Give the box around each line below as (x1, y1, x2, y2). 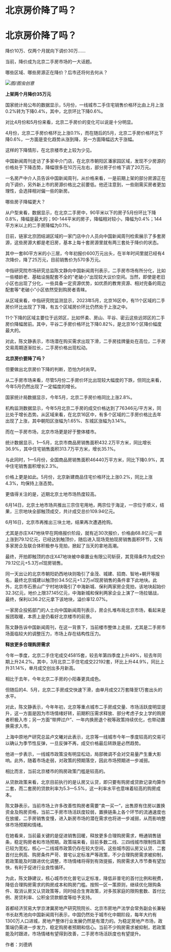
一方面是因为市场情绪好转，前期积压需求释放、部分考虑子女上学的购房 (18, 710, 166, 717)
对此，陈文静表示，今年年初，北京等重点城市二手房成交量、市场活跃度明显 (5, 704, 161, 710)
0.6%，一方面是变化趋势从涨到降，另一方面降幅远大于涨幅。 (9, 136, 137, 143)
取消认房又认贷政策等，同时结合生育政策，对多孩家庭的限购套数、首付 (14, 888, 161, 894)
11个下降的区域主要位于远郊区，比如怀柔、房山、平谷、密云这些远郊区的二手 (5, 314, 165, 321)
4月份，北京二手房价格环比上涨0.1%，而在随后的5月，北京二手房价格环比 (5, 130, 159, 136)
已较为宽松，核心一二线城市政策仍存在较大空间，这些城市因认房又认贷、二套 (5, 845, 166, 852)
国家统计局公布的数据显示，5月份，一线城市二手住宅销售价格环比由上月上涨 (5, 102, 164, 108)
